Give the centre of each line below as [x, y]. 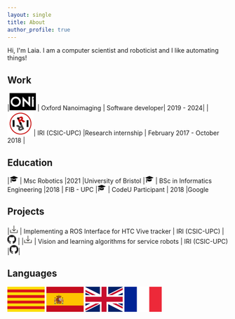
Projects [26, 212]
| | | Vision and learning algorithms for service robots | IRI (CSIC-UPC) [123, 241]
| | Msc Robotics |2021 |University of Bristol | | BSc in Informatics [110, 181]
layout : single [29, 15]
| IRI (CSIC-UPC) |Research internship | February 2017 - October [127, 133]
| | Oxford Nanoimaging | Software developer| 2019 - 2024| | [108, 108]
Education [30, 163]
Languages [32, 274]
